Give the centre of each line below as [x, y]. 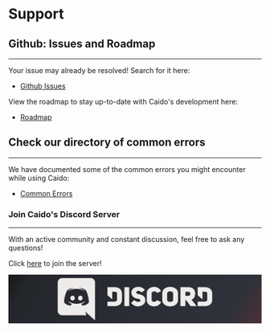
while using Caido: [39, 178]
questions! [26, 248]
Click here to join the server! [55, 264]
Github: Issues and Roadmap [82, 44]
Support [36, 14]
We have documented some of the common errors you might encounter [127, 169]
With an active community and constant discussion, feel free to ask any [127, 240]
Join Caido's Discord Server [64, 214]
